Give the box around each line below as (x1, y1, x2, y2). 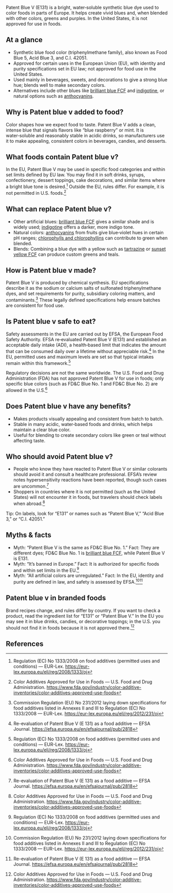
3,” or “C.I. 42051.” (6, 516, 45, 522)
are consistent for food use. (6, 303, 65, 309)
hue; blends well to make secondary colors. (13, 82, 106, 88)
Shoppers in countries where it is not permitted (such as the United (13, 489, 156, 495)
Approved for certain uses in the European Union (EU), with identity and (13, 60, 166, 66)
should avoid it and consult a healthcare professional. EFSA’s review (13, 471, 157, 477)
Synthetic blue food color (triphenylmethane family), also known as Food (13, 49, 167, 55)
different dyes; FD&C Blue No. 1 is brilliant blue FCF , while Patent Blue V (13, 550, 165, 556)
